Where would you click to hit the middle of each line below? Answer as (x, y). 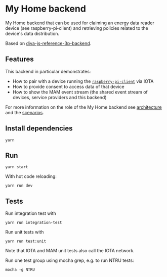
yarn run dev (19, 186)
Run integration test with (31, 213)
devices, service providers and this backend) (60, 97)
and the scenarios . (25, 112)
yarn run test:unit (26, 241)
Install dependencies (39, 129)
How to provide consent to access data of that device (69, 86)
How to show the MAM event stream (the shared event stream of (80, 92)
